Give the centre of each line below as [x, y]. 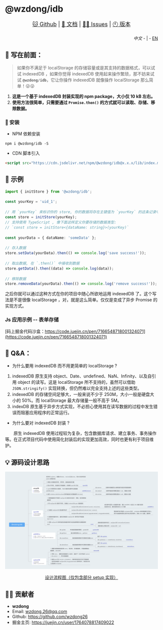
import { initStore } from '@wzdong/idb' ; [49, 191]
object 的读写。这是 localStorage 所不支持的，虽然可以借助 [77, 382]
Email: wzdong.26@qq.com [40, 612]
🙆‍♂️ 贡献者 [20, 594]
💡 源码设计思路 [27, 462]
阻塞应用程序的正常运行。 [46, 413]
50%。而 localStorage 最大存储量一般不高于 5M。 [72, 400]
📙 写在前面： [24, 55]
